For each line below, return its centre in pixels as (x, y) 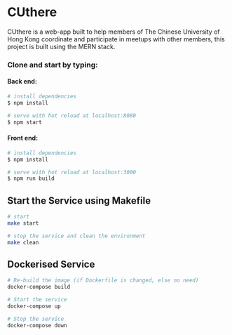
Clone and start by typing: (53, 65)
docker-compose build (39, 287)
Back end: (22, 81)
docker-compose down (37, 325)
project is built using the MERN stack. (61, 46)
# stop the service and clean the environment (76, 236)
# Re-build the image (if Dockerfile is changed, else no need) (103, 281)
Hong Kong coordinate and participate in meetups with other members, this (116, 39)
